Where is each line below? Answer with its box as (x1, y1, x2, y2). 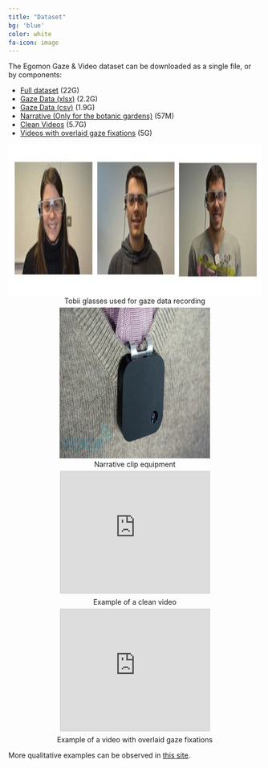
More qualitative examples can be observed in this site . (8, 750, 191, 760)
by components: (8, 70, 63, 80)
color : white (8, 30, 52, 38)
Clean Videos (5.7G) (19, 120, 87, 129)
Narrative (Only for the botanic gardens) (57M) (19, 111, 175, 121)
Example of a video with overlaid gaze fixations (56, 735, 213, 745)
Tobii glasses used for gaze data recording (63, 296, 206, 306)
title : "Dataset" (8, 13, 67, 21)
